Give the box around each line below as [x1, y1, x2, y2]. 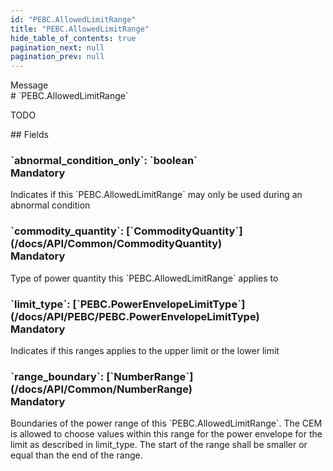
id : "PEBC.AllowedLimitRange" [10, 14, 137, 25]
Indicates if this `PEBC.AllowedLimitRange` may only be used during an [10, 189, 303, 201]
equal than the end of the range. [10, 449, 143, 461]
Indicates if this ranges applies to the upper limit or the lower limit [10, 345, 280, 357]
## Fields [10, 129, 49, 141]
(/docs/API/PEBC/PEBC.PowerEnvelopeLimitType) [10, 309, 260, 323]
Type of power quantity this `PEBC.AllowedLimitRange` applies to [10, 272, 279, 284]
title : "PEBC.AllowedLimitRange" [10, 24, 150, 34]
